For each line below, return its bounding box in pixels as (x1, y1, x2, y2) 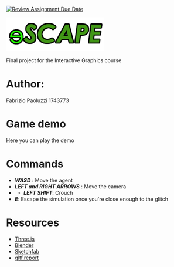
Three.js (14, 235, 35, 242)
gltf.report (14, 254, 39, 261)
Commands (6, 157, 64, 171)
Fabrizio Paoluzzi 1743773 (6, 97, 69, 104)
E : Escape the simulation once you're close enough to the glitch (14, 195, 169, 202)
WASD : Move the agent (14, 177, 73, 184)
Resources (6, 216, 60, 229)
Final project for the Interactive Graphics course (6, 57, 122, 64)
